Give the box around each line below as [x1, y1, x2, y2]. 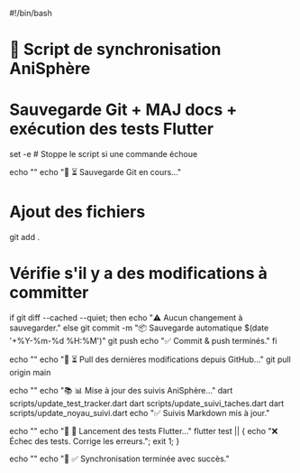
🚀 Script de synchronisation [9, 40, 222, 60]
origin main [9, 367, 51, 377]
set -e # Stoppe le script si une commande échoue [9, 149, 198, 160]
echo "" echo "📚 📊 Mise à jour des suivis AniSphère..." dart [9, 385, 233, 395]
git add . [9, 232, 41, 243]
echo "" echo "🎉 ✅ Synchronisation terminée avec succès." [9, 453, 230, 464]
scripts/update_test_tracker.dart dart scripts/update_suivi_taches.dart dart [9, 398, 285, 409]
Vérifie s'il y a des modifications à [9, 264, 268, 283]
